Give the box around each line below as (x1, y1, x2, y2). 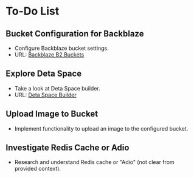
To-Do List (5, 4, 60, 18)
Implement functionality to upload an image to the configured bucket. (14, 125, 189, 132)
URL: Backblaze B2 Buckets (14, 51, 85, 58)
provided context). (14, 165, 61, 173)
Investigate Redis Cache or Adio (5, 143, 130, 153)
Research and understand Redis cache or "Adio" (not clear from (14, 159, 175, 166)
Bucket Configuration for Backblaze (5, 29, 144, 39)
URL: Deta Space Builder (14, 91, 77, 98)
